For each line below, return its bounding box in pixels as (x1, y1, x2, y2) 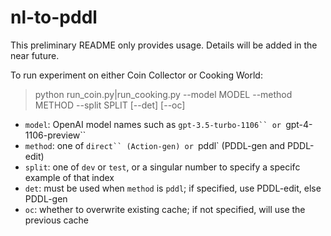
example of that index (24, 171, 115, 183)
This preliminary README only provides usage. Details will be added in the (10, 39, 318, 51)
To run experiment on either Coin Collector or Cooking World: (10, 69, 263, 81)
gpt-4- (285, 118, 313, 130)
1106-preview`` (24, 129, 87, 141)
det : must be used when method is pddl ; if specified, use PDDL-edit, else (24, 182, 322, 194)
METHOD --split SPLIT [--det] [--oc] (34, 99, 186, 111)
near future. (10, 49, 60, 61)
